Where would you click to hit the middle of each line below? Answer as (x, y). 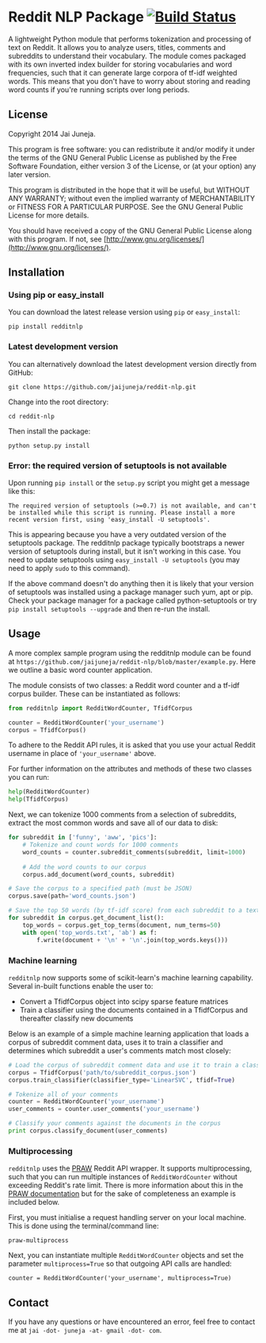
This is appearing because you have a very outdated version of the (118, 534)
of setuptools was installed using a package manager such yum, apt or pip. (131, 592)
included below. (34, 1202)
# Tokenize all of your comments (63, 1094)
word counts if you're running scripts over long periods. (99, 89)
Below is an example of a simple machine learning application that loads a (129, 1033)
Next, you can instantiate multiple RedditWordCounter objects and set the (126, 1256)
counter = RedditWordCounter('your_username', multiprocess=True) (120, 1279)
